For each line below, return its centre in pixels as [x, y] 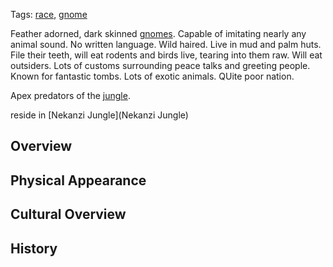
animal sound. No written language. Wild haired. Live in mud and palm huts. [166, 44]
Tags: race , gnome [49, 14]
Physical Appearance [78, 180]
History [34, 248]
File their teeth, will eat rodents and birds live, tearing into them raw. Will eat [166, 55]
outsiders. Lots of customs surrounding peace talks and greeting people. [160, 65]
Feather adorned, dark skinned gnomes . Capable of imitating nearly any [158, 33]
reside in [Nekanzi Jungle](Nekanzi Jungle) [99, 115]
